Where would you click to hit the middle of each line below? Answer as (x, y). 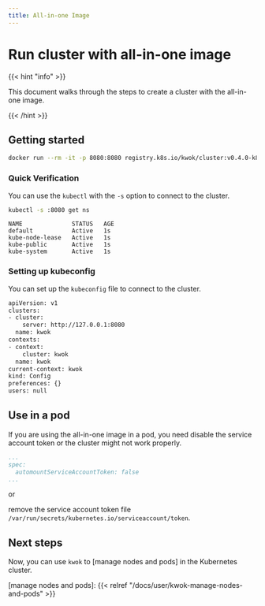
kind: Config (30, 376)
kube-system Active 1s (60, 252)
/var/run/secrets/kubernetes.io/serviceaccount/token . (99, 518)
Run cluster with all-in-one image (119, 54)
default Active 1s (60, 231)
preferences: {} (35, 384)
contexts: (24, 340)
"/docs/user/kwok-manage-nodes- (186, 586)
